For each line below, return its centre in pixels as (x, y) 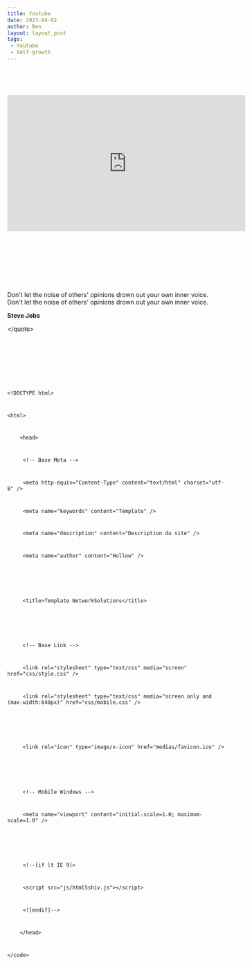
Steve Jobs (24, 315)
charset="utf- (204, 482)
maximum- (190, 814)
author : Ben (24, 26)
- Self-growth (30, 53)
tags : (15, 39)
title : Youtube (29, 13)
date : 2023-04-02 (32, 20)
